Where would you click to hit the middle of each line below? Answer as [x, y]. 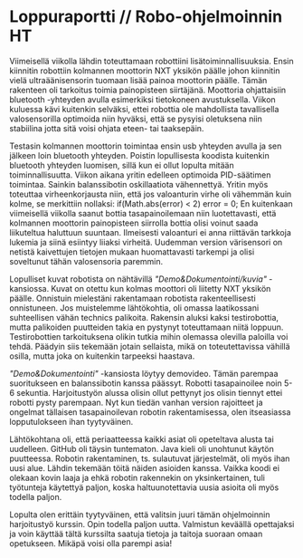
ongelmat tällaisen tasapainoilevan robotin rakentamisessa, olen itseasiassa [150, 412]
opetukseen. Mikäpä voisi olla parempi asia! [91, 543]
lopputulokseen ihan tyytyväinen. [71, 421]
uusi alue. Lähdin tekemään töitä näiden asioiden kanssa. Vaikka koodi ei [145, 467]
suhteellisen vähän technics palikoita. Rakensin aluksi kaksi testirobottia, [144, 317]
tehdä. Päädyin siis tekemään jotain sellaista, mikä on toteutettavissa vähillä [150, 346]
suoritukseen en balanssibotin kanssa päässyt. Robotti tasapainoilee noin [146, 383]
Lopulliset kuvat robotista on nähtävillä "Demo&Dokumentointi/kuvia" [138, 279]
